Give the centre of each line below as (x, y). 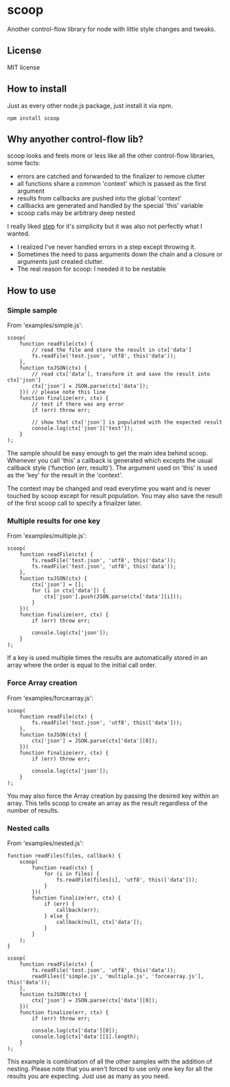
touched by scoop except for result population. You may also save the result (115, 496)
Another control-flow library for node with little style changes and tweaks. (112, 29)
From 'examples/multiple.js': (47, 536)
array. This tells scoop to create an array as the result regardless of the (107, 803)
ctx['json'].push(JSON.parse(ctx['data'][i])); (113, 597)
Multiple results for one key (54, 521)
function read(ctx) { (63, 868)
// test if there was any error (78, 404)
